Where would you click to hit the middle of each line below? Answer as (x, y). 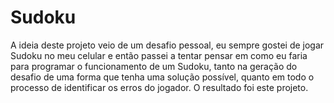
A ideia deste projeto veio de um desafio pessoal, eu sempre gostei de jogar (167, 45)
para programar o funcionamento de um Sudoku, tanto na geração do (154, 66)
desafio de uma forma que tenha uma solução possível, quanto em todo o (162, 77)
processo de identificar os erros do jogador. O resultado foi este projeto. (159, 87)
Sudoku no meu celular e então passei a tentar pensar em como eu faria (159, 55)
